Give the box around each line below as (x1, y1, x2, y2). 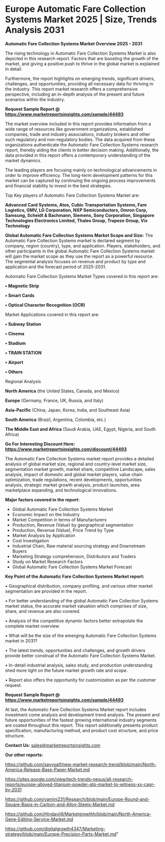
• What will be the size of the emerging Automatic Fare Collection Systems (5, 632, 157, 638)
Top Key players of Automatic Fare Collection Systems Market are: (5, 192, 140, 198)
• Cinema (5, 330, 25, 336)
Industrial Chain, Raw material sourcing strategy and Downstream (12, 543, 145, 549)
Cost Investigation (12, 537, 49, 543)
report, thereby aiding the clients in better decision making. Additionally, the (5, 147, 159, 153)
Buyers (12, 548, 27, 554)
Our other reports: (5, 752, 43, 758)
